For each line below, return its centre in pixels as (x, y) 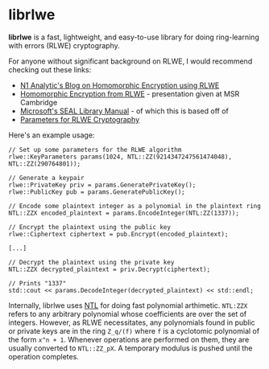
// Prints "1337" (37, 283)
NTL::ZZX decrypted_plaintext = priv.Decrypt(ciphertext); (110, 269)
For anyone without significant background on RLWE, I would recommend (130, 61)
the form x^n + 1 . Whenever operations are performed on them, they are (129, 339)
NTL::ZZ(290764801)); (45, 164)
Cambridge (39, 102)
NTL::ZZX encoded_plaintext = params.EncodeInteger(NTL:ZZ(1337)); (124, 213)
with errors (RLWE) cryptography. (64, 45)
